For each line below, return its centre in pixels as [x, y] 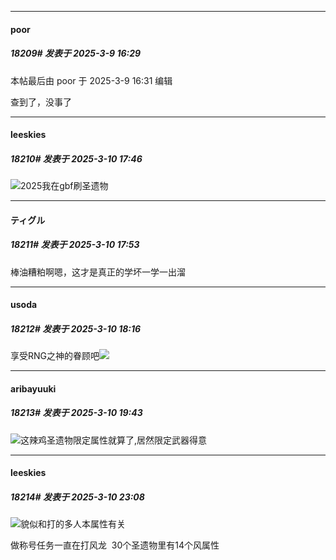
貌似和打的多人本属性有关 [73, 524]
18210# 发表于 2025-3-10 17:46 [76, 158]
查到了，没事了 [41, 102]
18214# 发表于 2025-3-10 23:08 [77, 497]
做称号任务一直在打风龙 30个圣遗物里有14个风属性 [115, 545]
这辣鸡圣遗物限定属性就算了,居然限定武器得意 [114, 440]
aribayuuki [33, 388]
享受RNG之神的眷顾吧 [55, 356]
